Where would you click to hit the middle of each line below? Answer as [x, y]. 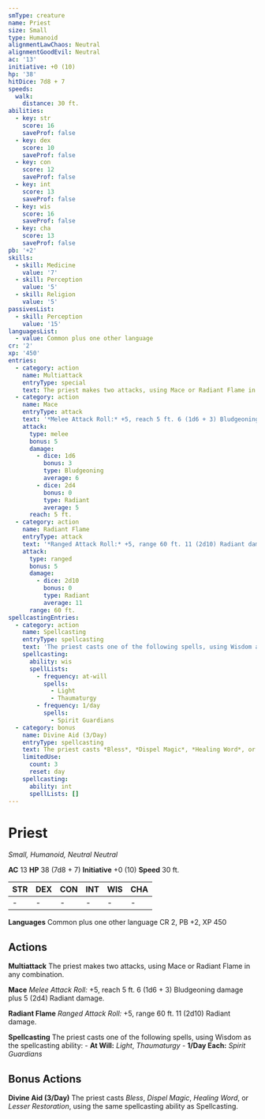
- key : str [33, 118]
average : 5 [61, 507]
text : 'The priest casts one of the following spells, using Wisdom [137, 647]
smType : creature [37, 15]
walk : [24, 96]
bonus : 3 [58, 464]
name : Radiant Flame [56, 530]
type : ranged [50, 559]
